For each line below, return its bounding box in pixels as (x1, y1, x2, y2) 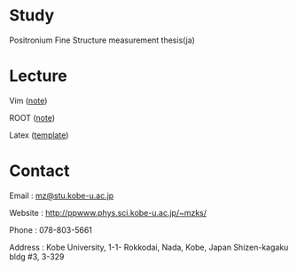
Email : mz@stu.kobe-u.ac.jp (9, 190, 114, 201)
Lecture (9, 66, 68, 86)
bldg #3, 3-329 (9, 251, 65, 262)
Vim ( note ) (9, 95, 48, 106)
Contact (9, 161, 70, 181)
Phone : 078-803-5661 (9, 224, 93, 235)
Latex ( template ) (9, 130, 69, 140)
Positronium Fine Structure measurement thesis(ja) (9, 35, 195, 45)
